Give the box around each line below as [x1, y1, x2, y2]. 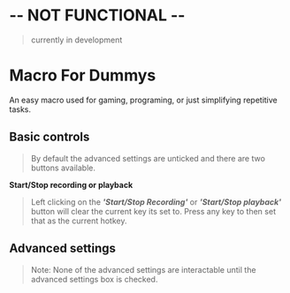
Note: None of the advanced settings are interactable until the [30, 264, 256, 274]
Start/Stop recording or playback [9, 179, 134, 190]
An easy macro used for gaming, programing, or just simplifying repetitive [9, 94, 279, 105]
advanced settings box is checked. [30, 274, 158, 284]
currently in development [30, 34, 123, 45]
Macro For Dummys [9, 65, 156, 86]
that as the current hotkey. [30, 215, 127, 226]
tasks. [9, 103, 32, 115]
